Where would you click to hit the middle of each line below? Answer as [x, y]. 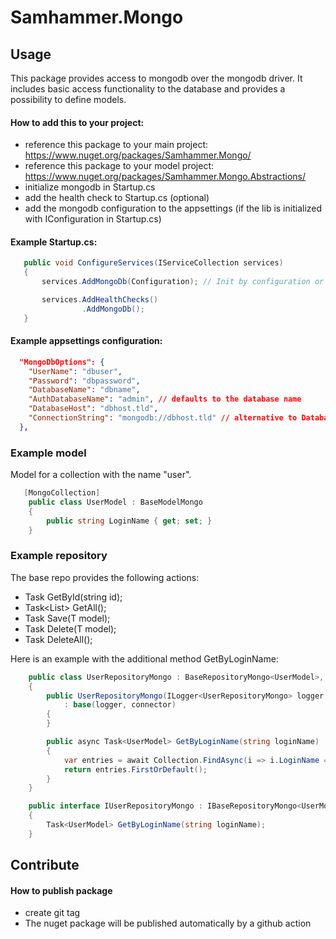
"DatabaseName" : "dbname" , [84, 390]
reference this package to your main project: [116, 145]
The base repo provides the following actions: [105, 577]
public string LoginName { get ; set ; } [129, 521]
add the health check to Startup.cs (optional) [117, 198]
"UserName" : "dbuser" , [75, 371]
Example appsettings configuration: [86, 341]
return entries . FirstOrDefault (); [135, 769]
